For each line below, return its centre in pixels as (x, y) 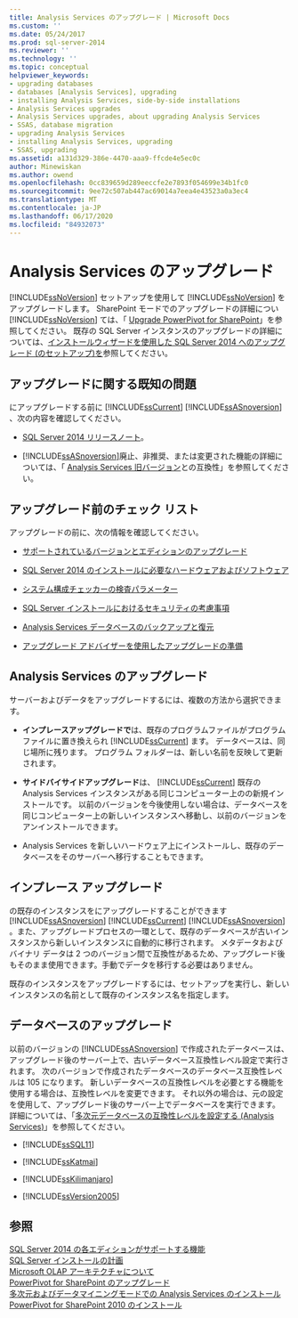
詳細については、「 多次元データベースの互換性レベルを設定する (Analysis (141, 1115)
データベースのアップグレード (91, 1025)
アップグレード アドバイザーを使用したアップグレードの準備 (132, 646)
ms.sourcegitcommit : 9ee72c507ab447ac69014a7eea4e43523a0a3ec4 (129, 191)
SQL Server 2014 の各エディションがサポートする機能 (108, 1249)
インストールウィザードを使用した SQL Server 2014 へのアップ (163, 342)
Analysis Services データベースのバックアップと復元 (118, 627)
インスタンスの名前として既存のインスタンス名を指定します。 (121, 995)
